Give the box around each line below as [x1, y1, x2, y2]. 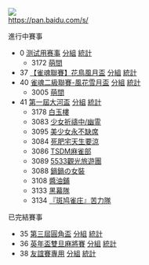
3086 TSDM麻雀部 [31, 146, 92, 156]
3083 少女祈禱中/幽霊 [31, 117, 102, 126]
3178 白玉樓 [31, 107, 70, 116]
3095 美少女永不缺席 [31, 127, 99, 136]
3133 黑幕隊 [31, 186, 71, 195]
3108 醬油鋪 [31, 176, 71, 185]
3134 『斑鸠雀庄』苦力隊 [31, 196, 111, 204]
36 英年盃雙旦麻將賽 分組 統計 [19, 239, 117, 248]
